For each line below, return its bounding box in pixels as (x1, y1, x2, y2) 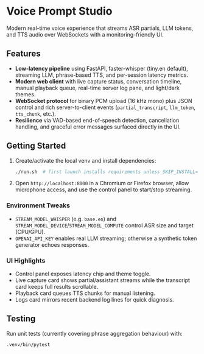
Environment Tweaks (6, 201, 70, 210)
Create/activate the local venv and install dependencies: (15, 157, 157, 164)
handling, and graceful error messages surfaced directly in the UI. (15, 123, 181, 130)
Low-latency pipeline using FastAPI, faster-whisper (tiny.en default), (15, 65, 188, 72)
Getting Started (6, 141, 66, 151)
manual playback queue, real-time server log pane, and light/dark (15, 84, 180, 91)
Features (6, 49, 41, 59)
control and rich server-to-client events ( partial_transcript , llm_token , (15, 104, 196, 111)
